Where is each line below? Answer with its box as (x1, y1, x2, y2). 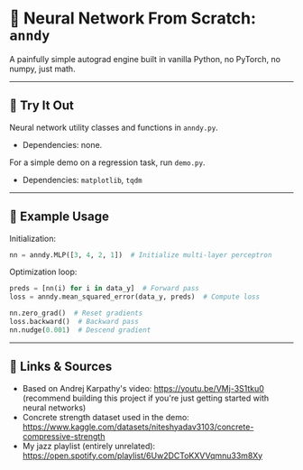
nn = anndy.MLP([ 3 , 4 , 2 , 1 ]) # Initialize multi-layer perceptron (9, 250, 272, 260)
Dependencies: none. (22, 139, 103, 150)
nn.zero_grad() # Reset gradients (9, 309, 143, 318)
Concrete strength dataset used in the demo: (22, 411, 189, 422)
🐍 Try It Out (9, 98, 74, 114)
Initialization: (9, 233, 57, 244)
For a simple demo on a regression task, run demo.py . (9, 157, 206, 168)
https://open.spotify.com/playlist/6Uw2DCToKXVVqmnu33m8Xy (22, 450, 263, 461)
